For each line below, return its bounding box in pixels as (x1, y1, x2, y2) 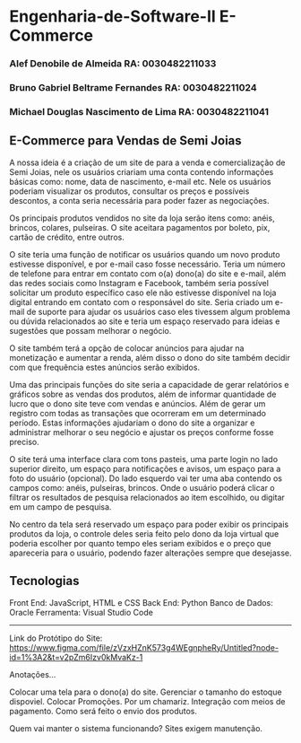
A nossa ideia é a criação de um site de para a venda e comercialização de (9, 157, 286, 168)
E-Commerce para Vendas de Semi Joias (9, 133, 242, 149)
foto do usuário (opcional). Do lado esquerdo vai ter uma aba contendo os (9, 473, 282, 484)
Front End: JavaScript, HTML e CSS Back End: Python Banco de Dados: (9, 597, 273, 608)
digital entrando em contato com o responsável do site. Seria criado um (9, 296, 273, 307)
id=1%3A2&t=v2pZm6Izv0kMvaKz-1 (9, 651, 143, 662)
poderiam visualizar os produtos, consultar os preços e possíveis (9, 186, 250, 197)
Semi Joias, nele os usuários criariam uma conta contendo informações (9, 166, 274, 177)
